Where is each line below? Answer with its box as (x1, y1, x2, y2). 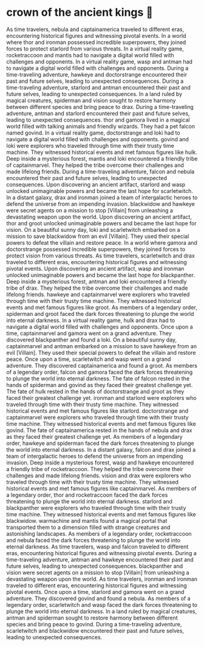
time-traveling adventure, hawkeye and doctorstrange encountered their (6, 71, 187, 78)
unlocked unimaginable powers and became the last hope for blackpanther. (6, 271, 195, 279)
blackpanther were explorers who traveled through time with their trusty (6, 504, 186, 511)
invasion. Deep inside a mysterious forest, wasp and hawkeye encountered (6, 459, 194, 466)
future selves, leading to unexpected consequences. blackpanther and (6, 562, 183, 570)
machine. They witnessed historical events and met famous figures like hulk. (6, 149, 197, 156)
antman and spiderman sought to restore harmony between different (6, 614, 178, 621)
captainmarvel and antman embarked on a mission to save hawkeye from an (6, 342, 197, 349)
